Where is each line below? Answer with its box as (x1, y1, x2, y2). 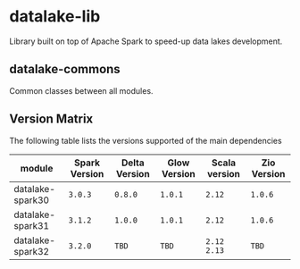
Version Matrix (9, 112, 94, 127)
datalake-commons (9, 62, 121, 77)
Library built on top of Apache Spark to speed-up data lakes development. (9, 36, 283, 46)
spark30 (13, 194, 50, 206)
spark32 (13, 245, 50, 257)
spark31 (13, 219, 50, 231)
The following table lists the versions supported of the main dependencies (9, 135, 283, 146)
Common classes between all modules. (9, 85, 154, 96)
